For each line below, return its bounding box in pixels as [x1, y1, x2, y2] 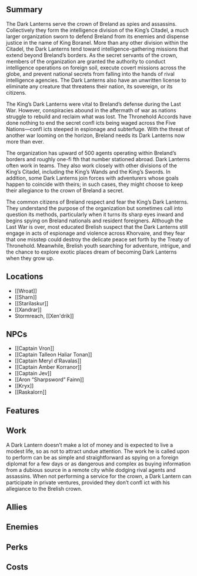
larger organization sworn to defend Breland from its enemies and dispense [6, 32, 189, 40]
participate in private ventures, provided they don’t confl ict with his [6, 479, 171, 486]
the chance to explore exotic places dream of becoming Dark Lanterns [6, 248, 177, 255]
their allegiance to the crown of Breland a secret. [6, 187, 125, 194]
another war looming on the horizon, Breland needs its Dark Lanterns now [6, 132, 185, 139]
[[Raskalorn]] [14, 388, 47, 396]
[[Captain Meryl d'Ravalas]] [14, 357, 82, 364]
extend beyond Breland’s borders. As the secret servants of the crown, [6, 51, 178, 58]
